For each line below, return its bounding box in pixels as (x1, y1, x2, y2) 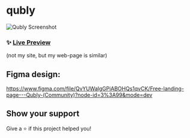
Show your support (6, 109, 80, 119)
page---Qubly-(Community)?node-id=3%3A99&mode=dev (6, 91, 153, 99)
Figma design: (6, 69, 61, 79)
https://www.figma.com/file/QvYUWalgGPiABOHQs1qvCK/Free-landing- (6, 85, 185, 93)
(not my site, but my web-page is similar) (6, 52, 108, 59)
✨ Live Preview (6, 38, 51, 47)
